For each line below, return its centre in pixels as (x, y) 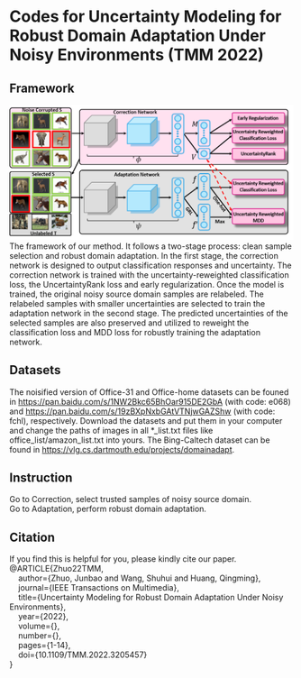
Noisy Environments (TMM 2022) (137, 55)
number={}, (39, 636)
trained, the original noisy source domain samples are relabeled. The (137, 294)
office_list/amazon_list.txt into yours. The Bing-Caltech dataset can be (140, 440)
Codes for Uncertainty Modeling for (146, 17)
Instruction (41, 477)
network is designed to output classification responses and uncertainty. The (150, 265)
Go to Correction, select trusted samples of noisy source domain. (131, 499)
